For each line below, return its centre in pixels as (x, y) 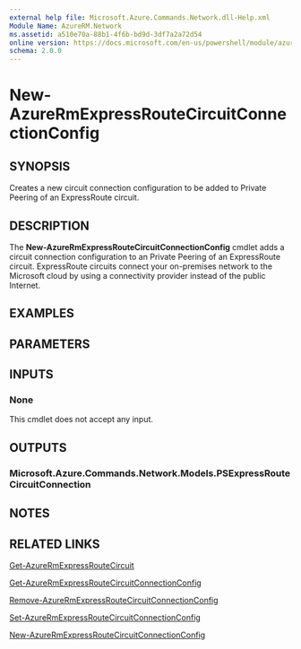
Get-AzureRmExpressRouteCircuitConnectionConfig (105, 583)
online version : (39, 43)
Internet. (25, 285)
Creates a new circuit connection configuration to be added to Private (138, 188)
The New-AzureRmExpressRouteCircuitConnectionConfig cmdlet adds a (147, 247)
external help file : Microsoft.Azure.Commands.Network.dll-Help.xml (140, 17)
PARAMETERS (50, 344)
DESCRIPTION (49, 225)
